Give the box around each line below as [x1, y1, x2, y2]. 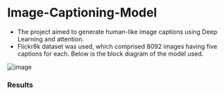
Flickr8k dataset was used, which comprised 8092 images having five [17, 42, 218, 50]
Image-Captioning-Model [7, 5, 157, 21]
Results [7, 80, 33, 89]
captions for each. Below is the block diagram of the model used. [17, 50, 204, 58]
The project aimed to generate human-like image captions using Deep [17, 28, 218, 36]
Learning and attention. [17, 34, 85, 43]
